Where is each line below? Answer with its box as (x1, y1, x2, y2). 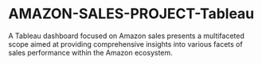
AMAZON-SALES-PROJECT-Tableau (8, 5, 255, 23)
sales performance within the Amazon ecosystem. (8, 48, 173, 57)
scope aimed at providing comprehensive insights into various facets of (8, 39, 243, 48)
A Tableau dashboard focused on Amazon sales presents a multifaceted (8, 31, 245, 40)
